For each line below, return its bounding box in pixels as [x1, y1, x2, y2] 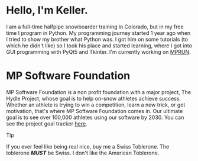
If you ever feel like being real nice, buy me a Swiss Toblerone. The [6, 143, 170, 150]
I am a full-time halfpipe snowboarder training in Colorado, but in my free [6, 23, 184, 30]
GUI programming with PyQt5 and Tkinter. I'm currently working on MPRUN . [6, 48, 191, 55]
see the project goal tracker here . [6, 120, 87, 127]
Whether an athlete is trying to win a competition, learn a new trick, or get [6, 101, 186, 108]
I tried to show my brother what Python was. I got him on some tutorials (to [6, 36, 188, 43]
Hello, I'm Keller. [6, 4, 89, 17]
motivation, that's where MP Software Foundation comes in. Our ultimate [6, 107, 183, 114]
